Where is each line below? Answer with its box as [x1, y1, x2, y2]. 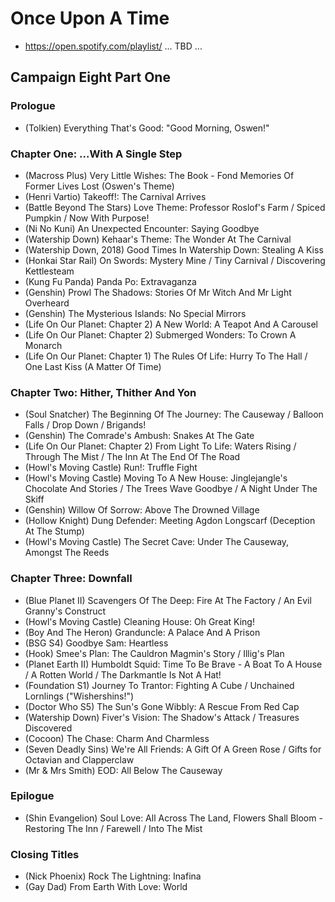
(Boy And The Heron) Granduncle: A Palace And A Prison [24, 626, 261, 638]
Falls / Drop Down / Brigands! [24, 419, 147, 431]
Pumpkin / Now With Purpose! [24, 212, 150, 224]
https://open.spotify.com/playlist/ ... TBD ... [24, 40, 203, 52]
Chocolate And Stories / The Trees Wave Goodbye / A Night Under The [24, 483, 318, 495]
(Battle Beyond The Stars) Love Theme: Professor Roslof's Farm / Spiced [24, 201, 326, 213]
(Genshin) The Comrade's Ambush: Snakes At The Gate [24, 430, 255, 442]
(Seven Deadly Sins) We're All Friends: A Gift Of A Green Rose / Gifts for [24, 743, 322, 755]
